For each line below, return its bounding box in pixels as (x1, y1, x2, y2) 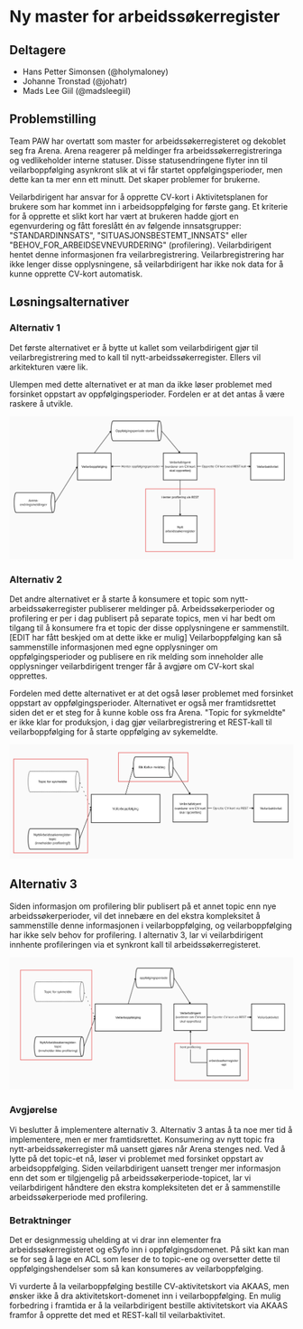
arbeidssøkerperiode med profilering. (9, 1191, 149, 1203)
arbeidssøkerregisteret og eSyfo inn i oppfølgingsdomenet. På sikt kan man (9, 1244, 290, 1255)
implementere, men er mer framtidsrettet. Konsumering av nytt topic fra (9, 1134, 275, 1145)
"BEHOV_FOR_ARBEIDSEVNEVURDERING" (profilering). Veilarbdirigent (9, 239, 272, 250)
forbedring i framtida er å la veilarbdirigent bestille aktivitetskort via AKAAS (9, 1299, 289, 1311)
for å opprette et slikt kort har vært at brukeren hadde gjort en (9, 211, 239, 221)
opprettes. (9, 670, 48, 681)
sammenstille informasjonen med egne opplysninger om (9, 641, 218, 652)
